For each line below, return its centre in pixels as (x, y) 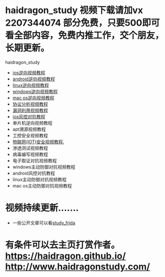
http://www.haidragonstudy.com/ (78, 267)
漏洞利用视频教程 (30, 110)
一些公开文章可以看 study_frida (44, 223)
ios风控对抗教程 (29, 117)
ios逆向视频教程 (29, 72)
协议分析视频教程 (30, 104)
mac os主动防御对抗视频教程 (42, 186)
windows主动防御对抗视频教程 (44, 167)
